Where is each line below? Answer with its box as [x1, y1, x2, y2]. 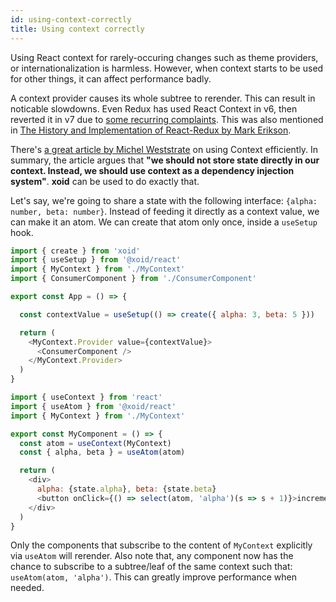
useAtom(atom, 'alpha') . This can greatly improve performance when [10, 571, 297, 583]
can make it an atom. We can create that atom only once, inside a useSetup [10, 216, 318, 228]
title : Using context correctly [10, 24, 145, 34]
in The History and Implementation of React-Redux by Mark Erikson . [10, 124, 292, 136]
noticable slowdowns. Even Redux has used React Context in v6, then [10, 102, 298, 115]
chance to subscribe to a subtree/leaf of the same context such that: [10, 561, 293, 573]
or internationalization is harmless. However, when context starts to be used [10, 62, 324, 74]
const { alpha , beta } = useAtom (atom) [19, 447, 186, 458]
